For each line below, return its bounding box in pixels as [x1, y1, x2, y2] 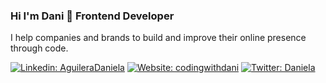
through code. [10, 42, 69, 54]
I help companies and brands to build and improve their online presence [10, 32, 307, 44]
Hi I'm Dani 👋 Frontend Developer [10, 9, 175, 23]
